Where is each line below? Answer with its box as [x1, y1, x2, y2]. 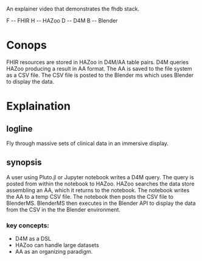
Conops [6, 38, 47, 52]
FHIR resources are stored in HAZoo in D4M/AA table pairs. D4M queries [6, 58, 189, 66]
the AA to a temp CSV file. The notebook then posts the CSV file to [6, 193, 173, 200]
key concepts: [6, 221, 50, 229]
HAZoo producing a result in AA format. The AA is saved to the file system [6, 65, 193, 72]
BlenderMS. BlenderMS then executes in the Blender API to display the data [6, 199, 196, 207]
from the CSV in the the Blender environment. [6, 206, 120, 213]
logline [6, 123, 33, 134]
